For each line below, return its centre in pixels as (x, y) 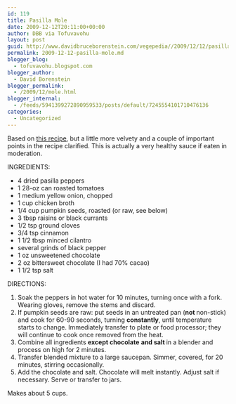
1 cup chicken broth (46, 203)
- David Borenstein (42, 79)
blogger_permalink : (36, 86)
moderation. (25, 153)
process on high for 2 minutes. (62, 349)
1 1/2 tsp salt (35, 270)
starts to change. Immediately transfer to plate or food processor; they (119, 327)
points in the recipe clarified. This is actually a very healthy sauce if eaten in (117, 145)
